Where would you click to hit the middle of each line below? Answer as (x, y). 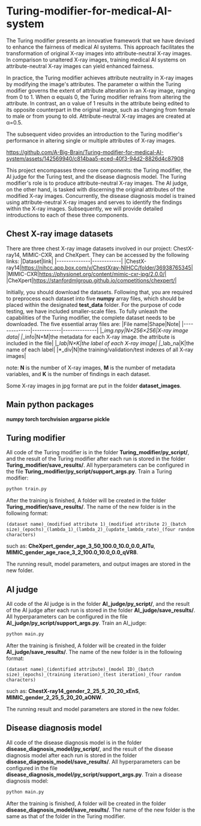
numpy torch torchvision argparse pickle (58, 419)
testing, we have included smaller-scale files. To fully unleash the (87, 311)
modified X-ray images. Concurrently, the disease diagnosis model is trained (101, 196)
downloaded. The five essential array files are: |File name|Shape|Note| (94, 324)
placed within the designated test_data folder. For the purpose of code (94, 304)
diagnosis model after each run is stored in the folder (72, 755)
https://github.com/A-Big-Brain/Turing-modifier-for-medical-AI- (85, 152)
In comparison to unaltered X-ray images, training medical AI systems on (96, 60)
